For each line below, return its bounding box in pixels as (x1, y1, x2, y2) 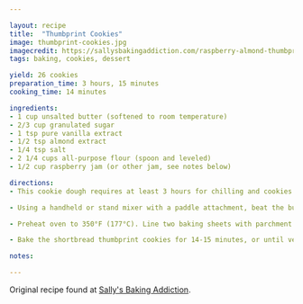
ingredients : (9, 103, 59, 112)
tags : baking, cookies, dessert (9, 55, 131, 64)
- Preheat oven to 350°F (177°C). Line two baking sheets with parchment (9, 219, 293, 228)
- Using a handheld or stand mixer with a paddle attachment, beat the (9, 203, 284, 212)
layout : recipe (9, 21, 67, 30)
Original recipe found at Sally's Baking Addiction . (9, 284, 191, 295)
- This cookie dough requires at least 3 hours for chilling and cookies (9, 186, 293, 196)
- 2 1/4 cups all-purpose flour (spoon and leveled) (9, 154, 212, 163)
